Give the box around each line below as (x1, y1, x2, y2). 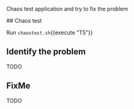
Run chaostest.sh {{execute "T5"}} (6, 29, 93, 36)
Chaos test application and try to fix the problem (6, 6, 128, 12)
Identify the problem (6, 47, 86, 57)
